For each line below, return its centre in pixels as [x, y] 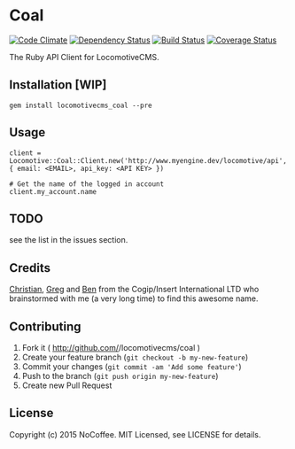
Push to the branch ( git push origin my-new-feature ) [120, 376]
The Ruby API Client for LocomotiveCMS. [84, 57]
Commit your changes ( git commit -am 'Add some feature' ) [132, 367]
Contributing [45, 326]
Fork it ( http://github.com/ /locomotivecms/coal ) [111, 348]
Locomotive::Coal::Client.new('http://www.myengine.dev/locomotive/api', [148, 160]
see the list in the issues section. [69, 240]
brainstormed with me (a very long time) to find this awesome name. [134, 298]
